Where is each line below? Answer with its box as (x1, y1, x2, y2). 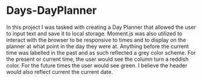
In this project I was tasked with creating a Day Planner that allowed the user (6, 23, 196, 31)
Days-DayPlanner (6, 4, 97, 17)
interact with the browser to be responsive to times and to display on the (6, 36, 186, 43)
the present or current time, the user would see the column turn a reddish (6, 55, 189, 63)
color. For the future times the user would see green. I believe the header (6, 61, 188, 69)
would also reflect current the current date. (6, 68, 113, 75)
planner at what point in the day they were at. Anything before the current (6, 43, 189, 50)
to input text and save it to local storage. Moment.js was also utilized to (6, 29, 183, 37)
